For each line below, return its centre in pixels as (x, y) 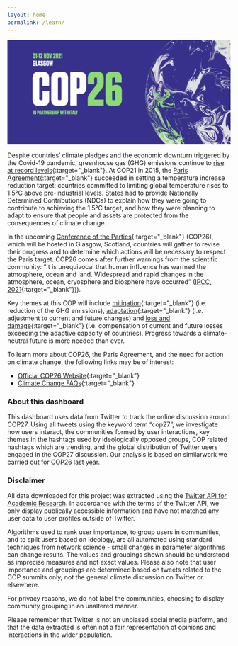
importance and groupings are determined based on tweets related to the (114, 569)
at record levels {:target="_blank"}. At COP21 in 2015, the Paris (98, 170)
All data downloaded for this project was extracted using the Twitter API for (117, 496)
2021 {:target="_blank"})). (44, 289)
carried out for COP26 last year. (54, 462)
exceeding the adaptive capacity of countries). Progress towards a (104, 333)
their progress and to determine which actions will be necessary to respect (117, 251)
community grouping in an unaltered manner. (73, 606)
